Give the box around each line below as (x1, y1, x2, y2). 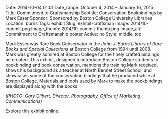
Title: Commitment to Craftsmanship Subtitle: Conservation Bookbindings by (5, 10, 163, 16)
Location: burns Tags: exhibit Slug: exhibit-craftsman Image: (5, 20, 130, 26)
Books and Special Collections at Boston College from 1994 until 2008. (5, 46, 152, 52)
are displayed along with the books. (5, 83, 79, 89)
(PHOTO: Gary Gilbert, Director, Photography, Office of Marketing (5, 93, 141, 99)
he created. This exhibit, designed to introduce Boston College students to (5, 57, 159, 62)
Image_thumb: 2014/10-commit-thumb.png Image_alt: (31, 26, 142, 32)
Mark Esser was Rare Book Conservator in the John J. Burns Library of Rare (5, 41, 162, 47)
